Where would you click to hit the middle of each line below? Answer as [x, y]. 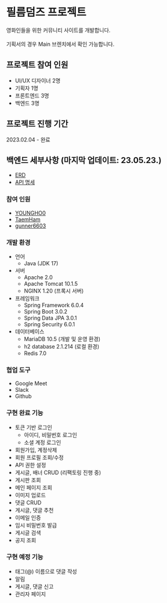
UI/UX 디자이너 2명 [38, 80]
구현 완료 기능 [25, 413]
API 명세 [25, 182]
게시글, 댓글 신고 [34, 586]
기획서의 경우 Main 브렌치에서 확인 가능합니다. [60, 44]
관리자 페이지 [30, 594]
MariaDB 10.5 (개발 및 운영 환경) [62, 339]
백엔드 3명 [27, 103]
